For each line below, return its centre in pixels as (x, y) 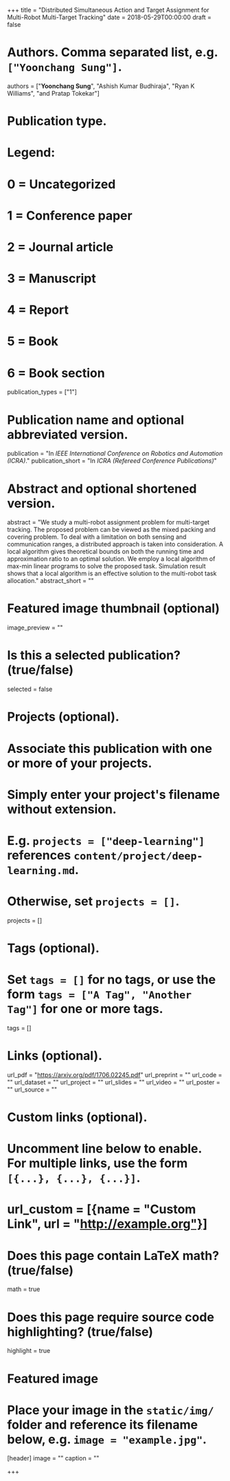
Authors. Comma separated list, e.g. (113, 53)
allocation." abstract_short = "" (50, 581)
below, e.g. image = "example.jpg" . (107, 1439)
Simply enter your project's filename (114, 795)
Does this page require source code (111, 1317)
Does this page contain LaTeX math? (113, 1256)
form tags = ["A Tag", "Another (100, 994)
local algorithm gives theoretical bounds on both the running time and (106, 552)
